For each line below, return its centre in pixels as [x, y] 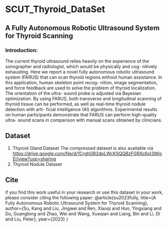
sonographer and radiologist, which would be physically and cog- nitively [81, 66]
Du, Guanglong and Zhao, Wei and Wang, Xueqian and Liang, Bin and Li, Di [83, 213]
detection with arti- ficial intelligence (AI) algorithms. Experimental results [81, 109]
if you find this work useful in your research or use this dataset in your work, [84, 192]
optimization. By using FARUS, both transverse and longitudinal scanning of [83, 98]
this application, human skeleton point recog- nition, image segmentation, [81, 82]
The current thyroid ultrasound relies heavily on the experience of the [77, 61]
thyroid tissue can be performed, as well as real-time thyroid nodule [75, 104]
